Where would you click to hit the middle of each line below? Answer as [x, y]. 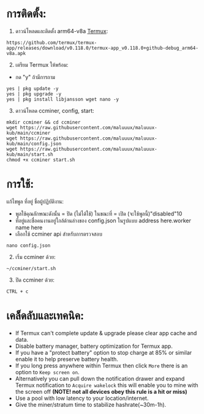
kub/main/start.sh [30, 154]
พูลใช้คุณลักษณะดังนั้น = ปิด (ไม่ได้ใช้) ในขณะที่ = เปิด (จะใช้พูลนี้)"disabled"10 [99, 213]
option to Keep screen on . [47, 372]
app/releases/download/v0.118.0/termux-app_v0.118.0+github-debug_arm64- [103, 48]
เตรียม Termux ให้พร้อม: [42, 64]
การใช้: [20, 184]
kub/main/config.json [34, 144]
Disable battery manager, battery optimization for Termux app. [94, 346]
